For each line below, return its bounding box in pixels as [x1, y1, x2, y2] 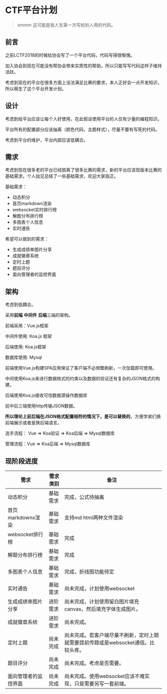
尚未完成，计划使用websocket [64, 585, 135, 592]
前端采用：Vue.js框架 [5, 323, 49, 329]
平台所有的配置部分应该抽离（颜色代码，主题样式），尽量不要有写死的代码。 [5, 126, 160, 132]
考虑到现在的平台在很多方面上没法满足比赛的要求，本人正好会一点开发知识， [5, 79, 162, 85]
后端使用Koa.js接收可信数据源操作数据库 [5, 393, 88, 398]
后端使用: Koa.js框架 [5, 344, 47, 350]
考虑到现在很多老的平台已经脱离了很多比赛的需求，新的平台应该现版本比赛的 [5, 167, 162, 173]
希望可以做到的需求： [5, 236, 49, 242]
